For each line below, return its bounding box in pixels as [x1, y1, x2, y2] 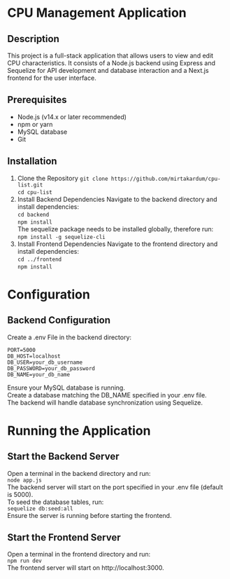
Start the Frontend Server [7, 531, 121, 544]
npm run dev [7, 557, 42, 565]
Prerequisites [7, 94, 67, 106]
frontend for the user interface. [7, 74, 96, 82]
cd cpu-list [17, 189, 52, 196]
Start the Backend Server [7, 451, 120, 463]
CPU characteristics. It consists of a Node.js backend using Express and [7, 59, 215, 67]
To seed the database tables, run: [7, 498, 104, 506]
